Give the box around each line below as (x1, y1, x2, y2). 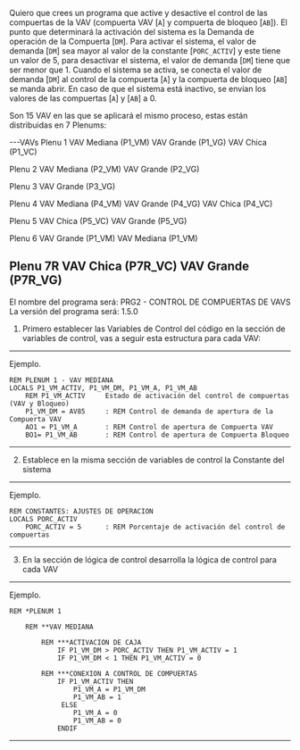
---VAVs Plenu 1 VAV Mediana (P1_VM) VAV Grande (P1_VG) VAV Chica (9, 137, 268, 147)
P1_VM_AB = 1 (72, 692, 122, 702)
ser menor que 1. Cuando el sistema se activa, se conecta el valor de (9, 64, 262, 75)
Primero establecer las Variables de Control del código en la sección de (21, 323, 286, 334)
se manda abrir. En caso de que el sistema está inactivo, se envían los (9, 84, 266, 94)
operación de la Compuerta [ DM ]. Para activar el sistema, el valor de (9, 36, 257, 46)
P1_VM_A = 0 (72, 708, 118, 717)
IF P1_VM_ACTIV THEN (56, 677, 134, 686)
